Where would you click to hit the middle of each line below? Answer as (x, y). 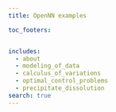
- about (28, 59)
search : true (30, 95)
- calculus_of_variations (58, 73)
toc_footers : (30, 30)
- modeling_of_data (48, 66)
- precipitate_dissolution (60, 88)
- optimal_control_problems (62, 81)
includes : (25, 51)
